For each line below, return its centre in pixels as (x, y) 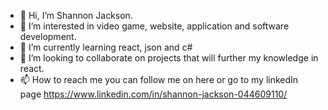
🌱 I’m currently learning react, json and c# (106, 47)
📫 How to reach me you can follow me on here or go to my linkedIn (159, 79)
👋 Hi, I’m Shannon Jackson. (76, 15)
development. (48, 36)
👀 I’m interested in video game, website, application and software (154, 26)
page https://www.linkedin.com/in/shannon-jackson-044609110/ (153, 94)
